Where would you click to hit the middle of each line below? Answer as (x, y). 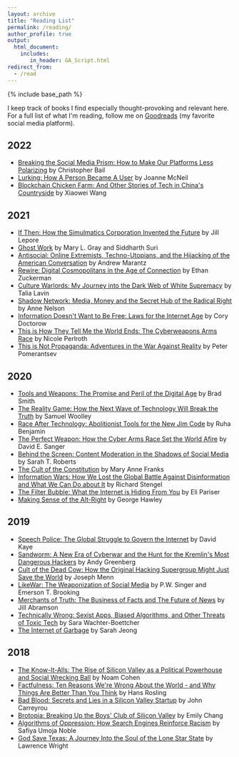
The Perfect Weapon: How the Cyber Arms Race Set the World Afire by (122, 439)
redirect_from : (30, 67)
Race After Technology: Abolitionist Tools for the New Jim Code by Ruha (124, 423)
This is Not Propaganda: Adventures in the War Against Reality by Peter (123, 346)
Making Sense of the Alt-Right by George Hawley (90, 499)
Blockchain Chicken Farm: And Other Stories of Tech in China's (111, 186)
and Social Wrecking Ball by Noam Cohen (79, 677)
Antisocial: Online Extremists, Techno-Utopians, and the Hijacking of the (124, 255)
